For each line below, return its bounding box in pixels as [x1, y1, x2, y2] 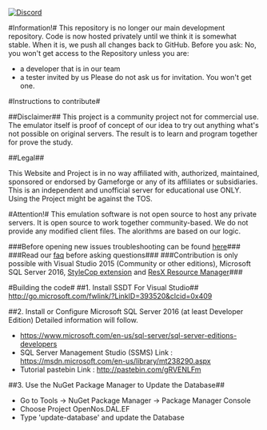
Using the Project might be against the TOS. [8, 194, 153, 203]
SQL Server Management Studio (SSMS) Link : [19, 348, 173, 357]
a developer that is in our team [19, 64, 121, 74]
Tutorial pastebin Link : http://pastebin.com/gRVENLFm [19, 364, 201, 374]
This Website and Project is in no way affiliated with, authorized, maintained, [8, 169, 260, 177]
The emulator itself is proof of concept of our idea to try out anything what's [8, 121, 260, 129]
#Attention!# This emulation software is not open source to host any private [8, 209, 257, 219]
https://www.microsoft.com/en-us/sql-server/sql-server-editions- [19, 331, 237, 340]
